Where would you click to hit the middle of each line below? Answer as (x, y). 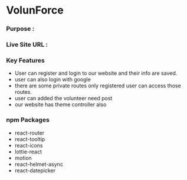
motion (23, 158)
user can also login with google (53, 80)
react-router (29, 133)
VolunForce (35, 10)
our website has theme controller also (60, 104)
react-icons (29, 145)
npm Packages (28, 120)
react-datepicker (35, 170)
